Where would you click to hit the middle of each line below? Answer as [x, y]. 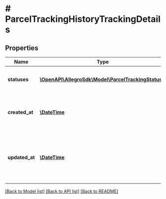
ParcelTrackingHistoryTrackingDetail [83, 19]
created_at [21, 112]
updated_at [21, 157]
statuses [18, 79]
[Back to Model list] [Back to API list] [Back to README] [62, 191]
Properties [22, 48]
